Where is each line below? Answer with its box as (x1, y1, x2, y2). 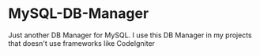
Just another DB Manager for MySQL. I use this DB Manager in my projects (8, 30, 252, 40)
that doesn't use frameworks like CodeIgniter (8, 38, 156, 47)
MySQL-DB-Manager (8, 5, 149, 23)
